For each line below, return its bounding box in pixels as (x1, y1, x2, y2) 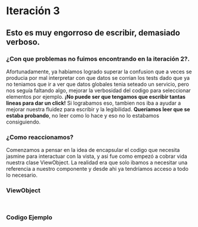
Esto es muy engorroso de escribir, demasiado (6, 28, 180, 38)
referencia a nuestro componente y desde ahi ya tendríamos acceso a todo (6, 166, 189, 173)
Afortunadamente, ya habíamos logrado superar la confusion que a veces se (6, 68, 192, 75)
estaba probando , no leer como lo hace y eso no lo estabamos (6, 112, 160, 119)
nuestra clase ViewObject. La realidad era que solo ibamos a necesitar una (6, 159, 187, 166)
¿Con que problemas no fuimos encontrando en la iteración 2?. (6, 54, 190, 63)
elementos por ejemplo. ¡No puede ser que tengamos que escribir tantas (6, 93, 186, 100)
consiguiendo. (6, 118, 41, 125)
